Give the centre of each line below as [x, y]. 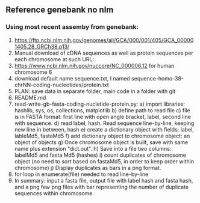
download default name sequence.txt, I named [72, 78]
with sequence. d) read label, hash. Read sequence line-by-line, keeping [104, 123]
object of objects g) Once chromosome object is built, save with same [101, 142]
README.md [30, 97]
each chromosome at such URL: [54, 59]
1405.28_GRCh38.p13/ [42, 46]
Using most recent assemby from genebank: [72, 27]
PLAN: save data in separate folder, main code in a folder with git [95, 91]
